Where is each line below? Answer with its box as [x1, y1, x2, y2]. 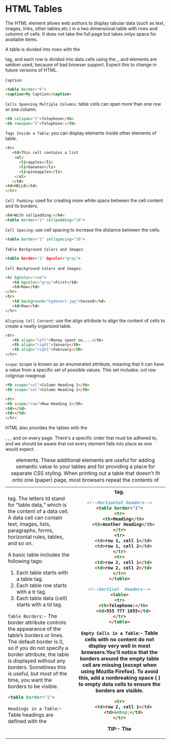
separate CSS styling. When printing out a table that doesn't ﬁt [11, 470, 160, 477]
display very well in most [88, 642, 151, 649]
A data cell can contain [8, 514, 63, 522]
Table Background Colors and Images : [5, 246, 84, 252]
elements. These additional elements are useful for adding [16, 457, 155, 464]
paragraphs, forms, [8, 527, 54, 534]
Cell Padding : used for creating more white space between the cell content [5, 197, 163, 204]
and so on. [8, 540, 33, 547]
